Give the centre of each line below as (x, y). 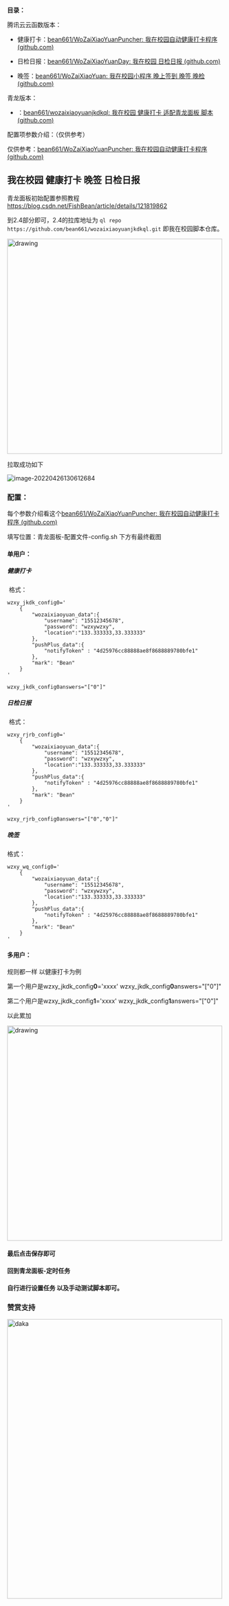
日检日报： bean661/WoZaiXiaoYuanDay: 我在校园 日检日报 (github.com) (119, 61)
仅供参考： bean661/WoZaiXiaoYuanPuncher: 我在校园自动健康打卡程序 (107, 149)
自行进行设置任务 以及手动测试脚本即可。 (65, 1288)
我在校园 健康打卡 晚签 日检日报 (74, 180)
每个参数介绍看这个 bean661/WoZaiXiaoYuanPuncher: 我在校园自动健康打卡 (113, 514)
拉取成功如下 (25, 464)
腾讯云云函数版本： (34, 25)
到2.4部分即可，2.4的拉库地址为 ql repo (64, 220)
